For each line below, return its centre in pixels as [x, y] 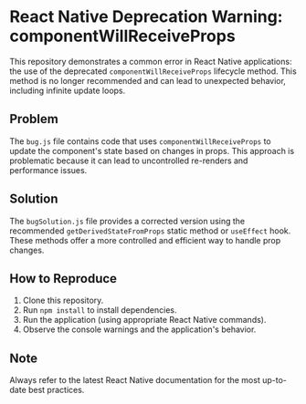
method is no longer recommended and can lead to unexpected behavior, [148, 80]
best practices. [56, 390]
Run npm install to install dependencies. [100, 310]
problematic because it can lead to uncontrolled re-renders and [129, 161]
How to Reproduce [63, 279]
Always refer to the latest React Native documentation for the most [135, 380]
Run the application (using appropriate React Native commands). [144, 320]
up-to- [274, 380]
